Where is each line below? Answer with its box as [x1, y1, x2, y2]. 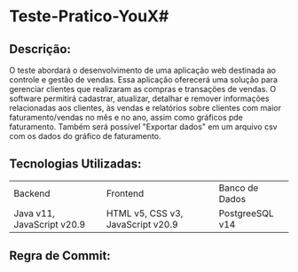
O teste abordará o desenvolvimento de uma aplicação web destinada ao [9, 65, 277, 75]
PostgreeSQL [218, 206, 275, 219]
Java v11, [13, 206, 56, 219]
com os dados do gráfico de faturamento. [9, 131, 161, 141]
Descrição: [9, 42, 71, 57]
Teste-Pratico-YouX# [9, 6, 169, 27]
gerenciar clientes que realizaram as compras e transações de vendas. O [9, 84, 277, 94]
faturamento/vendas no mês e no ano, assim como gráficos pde [9, 113, 244, 122]
